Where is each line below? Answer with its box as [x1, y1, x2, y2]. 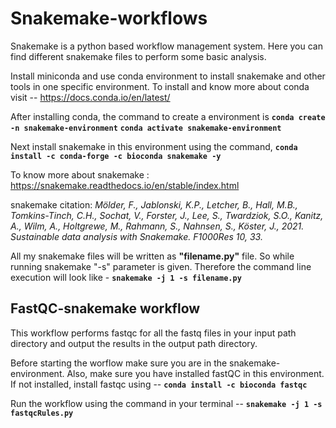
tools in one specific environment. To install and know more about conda [10, 80, 310, 92]
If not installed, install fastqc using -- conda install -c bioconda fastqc [10, 378, 308, 390]
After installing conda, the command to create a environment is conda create [10, 110, 326, 122]
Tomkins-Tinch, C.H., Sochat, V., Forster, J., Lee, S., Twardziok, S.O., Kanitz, [10, 209, 324, 221]
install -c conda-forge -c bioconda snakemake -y [10, 151, 222, 161]
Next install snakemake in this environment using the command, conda [10, 140, 298, 152]
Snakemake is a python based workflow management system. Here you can [10, 40, 323, 52]
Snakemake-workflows [10, 7, 208, 30]
